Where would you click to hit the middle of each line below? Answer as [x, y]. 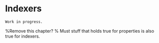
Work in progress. [24, 22]
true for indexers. [23, 36]
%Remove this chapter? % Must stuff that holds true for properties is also [79, 31]
